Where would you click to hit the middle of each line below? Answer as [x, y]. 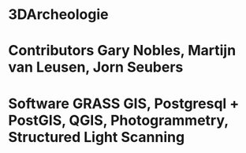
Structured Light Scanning [97, 137]
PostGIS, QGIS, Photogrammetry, [118, 120]
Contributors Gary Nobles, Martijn [122, 51]
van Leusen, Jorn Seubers [96, 67]
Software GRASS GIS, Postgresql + [124, 103]
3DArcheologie [58, 15]
